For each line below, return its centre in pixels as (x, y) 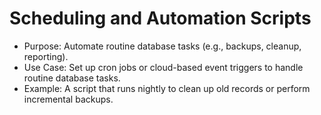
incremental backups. (68, 99)
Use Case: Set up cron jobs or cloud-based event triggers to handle (163, 67)
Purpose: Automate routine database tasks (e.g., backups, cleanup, (162, 46)
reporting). (46, 56)
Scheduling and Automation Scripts (160, 18)
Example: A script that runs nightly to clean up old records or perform (167, 88)
